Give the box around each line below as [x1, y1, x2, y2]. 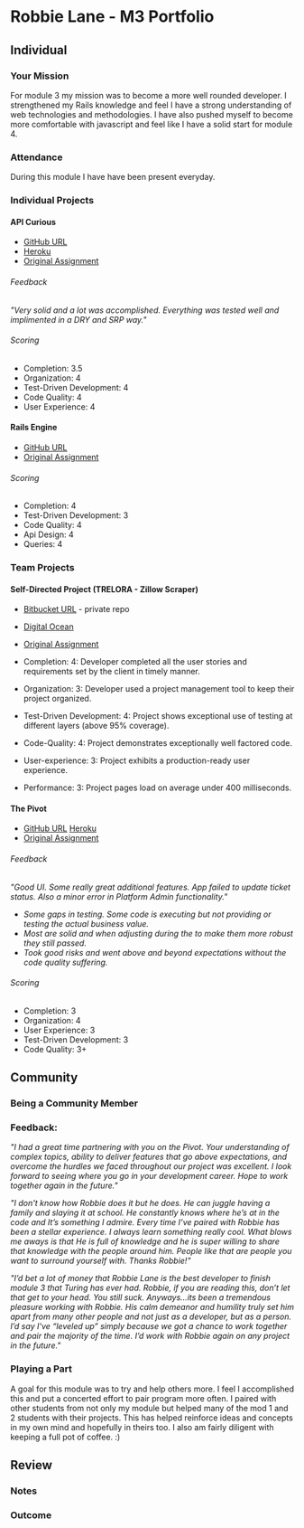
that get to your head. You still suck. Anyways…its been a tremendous [10, 1292, 272, 1303]
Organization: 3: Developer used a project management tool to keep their [23, 684, 295, 694]
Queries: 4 [23, 539, 63, 550]
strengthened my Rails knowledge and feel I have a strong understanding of [10, 99, 292, 110]
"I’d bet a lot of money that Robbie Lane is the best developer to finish [10, 1273, 272, 1284]
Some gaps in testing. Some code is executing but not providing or [23, 909, 272, 920]
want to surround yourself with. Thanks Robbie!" [10, 1255, 191, 1267]
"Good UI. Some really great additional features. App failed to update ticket [10, 882, 291, 892]
